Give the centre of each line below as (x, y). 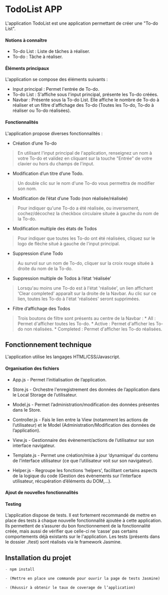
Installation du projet (38, 558)
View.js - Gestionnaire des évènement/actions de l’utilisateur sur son (83, 440)
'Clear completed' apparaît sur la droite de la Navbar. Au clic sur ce (87, 293)
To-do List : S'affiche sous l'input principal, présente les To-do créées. (85, 95)
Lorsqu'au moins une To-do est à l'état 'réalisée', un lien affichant (85, 288)
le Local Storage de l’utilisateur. (45, 394)
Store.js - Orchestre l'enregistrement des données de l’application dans (86, 389)
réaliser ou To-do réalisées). (42, 111)
